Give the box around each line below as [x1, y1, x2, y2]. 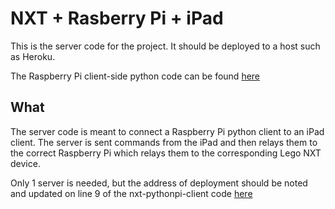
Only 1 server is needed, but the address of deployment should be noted [10, 177, 308, 189]
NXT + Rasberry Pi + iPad [10, 7, 224, 30]
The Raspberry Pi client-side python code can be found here [10, 70, 261, 82]
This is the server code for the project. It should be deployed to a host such [10, 40, 321, 52]
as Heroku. [10, 50, 56, 62]
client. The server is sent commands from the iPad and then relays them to [10, 136, 318, 148]
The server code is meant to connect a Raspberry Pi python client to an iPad [10, 125, 325, 137]
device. [10, 157, 41, 169]
